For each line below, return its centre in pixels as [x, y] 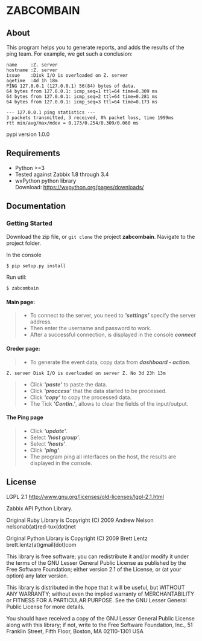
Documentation [36, 206]
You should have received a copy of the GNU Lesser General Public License [100, 618]
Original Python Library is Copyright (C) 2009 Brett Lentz [77, 538]
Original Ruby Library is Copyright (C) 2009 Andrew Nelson [80, 520]
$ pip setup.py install [36, 266]
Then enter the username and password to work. [91, 328]
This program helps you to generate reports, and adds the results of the [95, 47]
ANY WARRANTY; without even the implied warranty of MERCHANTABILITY [100, 594]
